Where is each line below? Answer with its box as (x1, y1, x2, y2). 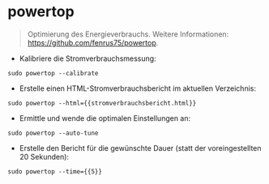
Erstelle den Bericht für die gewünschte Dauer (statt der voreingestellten (19, 143, 262, 152)
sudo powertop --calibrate (7, 69, 99, 77)
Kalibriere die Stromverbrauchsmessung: (19, 53, 156, 63)
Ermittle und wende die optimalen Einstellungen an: (19, 113, 191, 123)
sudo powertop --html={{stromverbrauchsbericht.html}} (7, 99, 197, 107)
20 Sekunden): (19, 152, 70, 161)
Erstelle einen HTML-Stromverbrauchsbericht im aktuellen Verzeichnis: (19, 83, 257, 93)
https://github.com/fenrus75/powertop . (27, 37, 159, 47)
